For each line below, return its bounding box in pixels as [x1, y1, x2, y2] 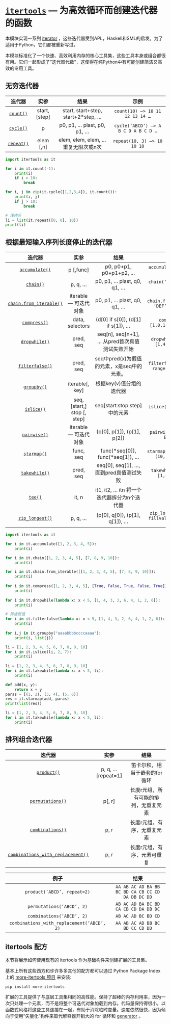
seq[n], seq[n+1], [97, 331, 140, 338]
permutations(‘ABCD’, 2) [27, 903, 88, 909]
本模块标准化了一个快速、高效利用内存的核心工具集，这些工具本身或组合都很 [5, 52, 166, 59]
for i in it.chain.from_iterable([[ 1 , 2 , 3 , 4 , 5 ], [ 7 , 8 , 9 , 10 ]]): [5, 569, 156, 574]
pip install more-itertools [5, 984, 65, 989]
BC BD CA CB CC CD [115, 889, 160, 895]
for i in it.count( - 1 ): [5, 166, 56, 171]
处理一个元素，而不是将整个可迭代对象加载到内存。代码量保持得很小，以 [14, 1000, 166, 1007]
